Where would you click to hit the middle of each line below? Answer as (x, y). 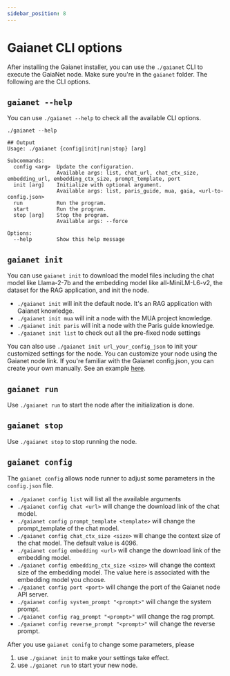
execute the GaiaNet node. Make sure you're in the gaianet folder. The (107, 74)
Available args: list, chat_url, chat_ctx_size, (127, 173)
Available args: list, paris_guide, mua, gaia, (126, 191)
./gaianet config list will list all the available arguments (99, 499)
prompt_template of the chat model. (68, 528)
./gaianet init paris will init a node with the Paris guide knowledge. (116, 326)
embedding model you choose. (61, 579)
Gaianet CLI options (65, 47)
